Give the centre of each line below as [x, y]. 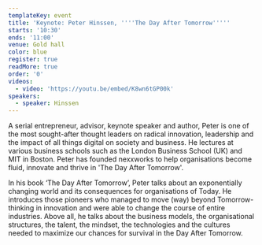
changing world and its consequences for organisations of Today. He [120, 191]
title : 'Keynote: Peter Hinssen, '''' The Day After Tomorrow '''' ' [119, 23]
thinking [21, 208]
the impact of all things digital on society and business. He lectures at [121, 143]
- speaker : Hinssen [47, 103]
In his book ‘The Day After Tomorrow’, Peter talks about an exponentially [125, 183]
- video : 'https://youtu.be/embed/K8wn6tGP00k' [95, 89]
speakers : [24, 96]
